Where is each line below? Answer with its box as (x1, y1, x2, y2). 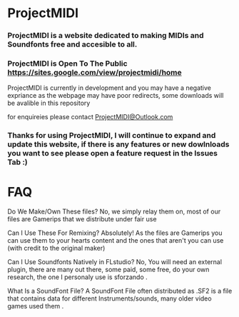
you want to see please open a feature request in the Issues (7, 149, 218, 158)
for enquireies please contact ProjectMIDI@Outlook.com (7, 113, 173, 121)
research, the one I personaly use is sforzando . (7, 273, 148, 281)
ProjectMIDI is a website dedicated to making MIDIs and (7, 31, 205, 41)
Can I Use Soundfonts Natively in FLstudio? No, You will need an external (7, 258, 223, 266)
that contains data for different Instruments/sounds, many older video (7, 294, 212, 303)
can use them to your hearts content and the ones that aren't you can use (7, 236, 224, 245)
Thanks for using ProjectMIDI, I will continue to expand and (7, 131, 216, 141)
